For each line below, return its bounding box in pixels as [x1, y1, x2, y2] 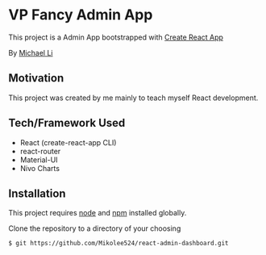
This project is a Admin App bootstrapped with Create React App [8, 32, 224, 42]
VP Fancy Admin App [8, 6, 153, 24]
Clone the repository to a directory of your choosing [8, 224, 181, 233]
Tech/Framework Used [8, 116, 126, 130]
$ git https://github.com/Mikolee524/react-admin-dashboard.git [8, 240, 229, 248]
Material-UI [19, 155, 58, 165]
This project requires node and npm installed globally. [8, 208, 187, 218]
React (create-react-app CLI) [19, 137, 117, 147]
